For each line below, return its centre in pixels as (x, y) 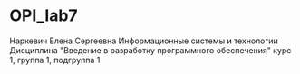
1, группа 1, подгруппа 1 (55, 60)
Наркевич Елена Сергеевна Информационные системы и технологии (144, 41)
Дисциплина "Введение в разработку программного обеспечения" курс (150, 50)
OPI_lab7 (44, 16)
